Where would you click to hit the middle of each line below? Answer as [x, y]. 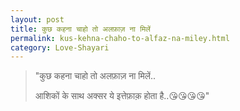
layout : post [37, 19]
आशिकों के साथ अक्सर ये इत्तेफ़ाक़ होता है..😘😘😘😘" [122, 96]
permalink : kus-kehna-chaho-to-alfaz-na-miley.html [120, 38]
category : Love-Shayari [60, 47]
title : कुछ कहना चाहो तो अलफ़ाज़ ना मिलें [80, 29]
